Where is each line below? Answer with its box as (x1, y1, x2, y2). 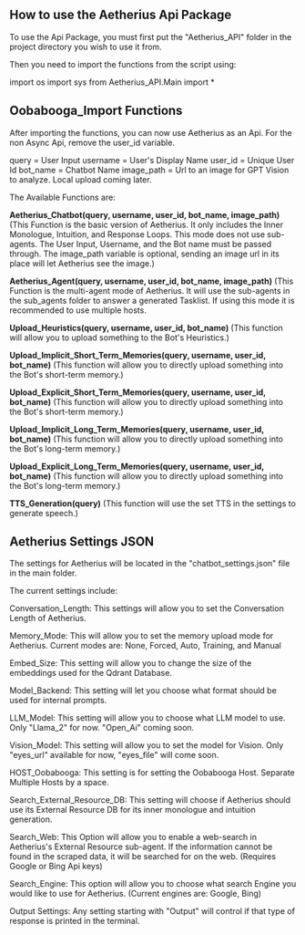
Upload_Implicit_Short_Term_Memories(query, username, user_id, (9, 349, 267, 360)
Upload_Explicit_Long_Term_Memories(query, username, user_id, (9, 461, 265, 472)
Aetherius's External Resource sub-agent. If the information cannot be (9, 841, 273, 852)
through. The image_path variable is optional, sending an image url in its (9, 248, 280, 259)
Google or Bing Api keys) (9, 861, 103, 872)
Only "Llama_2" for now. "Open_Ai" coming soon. (9, 722, 195, 733)
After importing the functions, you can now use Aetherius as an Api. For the (9, 127, 293, 138)
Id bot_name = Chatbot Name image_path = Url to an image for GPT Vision (9, 164, 290, 175)
